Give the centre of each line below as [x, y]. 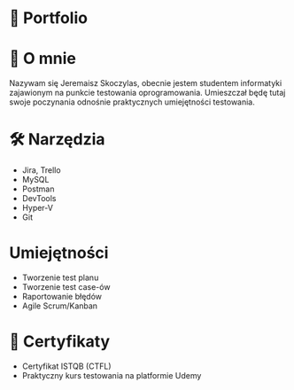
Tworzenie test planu [60, 277]
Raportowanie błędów [62, 296]
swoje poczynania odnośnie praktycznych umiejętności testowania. [132, 102]
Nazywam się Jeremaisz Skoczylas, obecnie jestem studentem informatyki [146, 83]
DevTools [39, 199]
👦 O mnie [43, 59]
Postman [38, 189]
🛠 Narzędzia [57, 140]
